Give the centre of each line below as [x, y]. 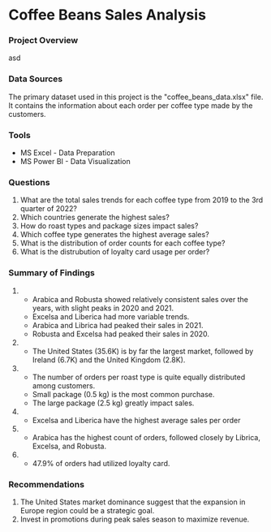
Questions [29, 182]
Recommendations [47, 484]
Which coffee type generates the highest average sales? [114, 235]
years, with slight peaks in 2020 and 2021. [103, 308]
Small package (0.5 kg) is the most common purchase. [123, 394]
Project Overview [43, 41]
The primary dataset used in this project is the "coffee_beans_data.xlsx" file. [136, 97]
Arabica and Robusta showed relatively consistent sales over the [140, 299]
